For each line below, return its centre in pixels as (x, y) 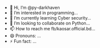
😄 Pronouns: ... (25, 36)
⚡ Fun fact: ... (23, 41)
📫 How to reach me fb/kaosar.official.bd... (52, 29)
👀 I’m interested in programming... (44, 13)
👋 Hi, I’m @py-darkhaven (35, 8)
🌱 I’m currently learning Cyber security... (50, 18)
